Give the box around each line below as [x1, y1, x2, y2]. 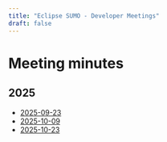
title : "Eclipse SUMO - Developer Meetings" [8, 11, 160, 20]
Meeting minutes [8, 54, 124, 73]
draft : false [8, 19, 52, 27]
